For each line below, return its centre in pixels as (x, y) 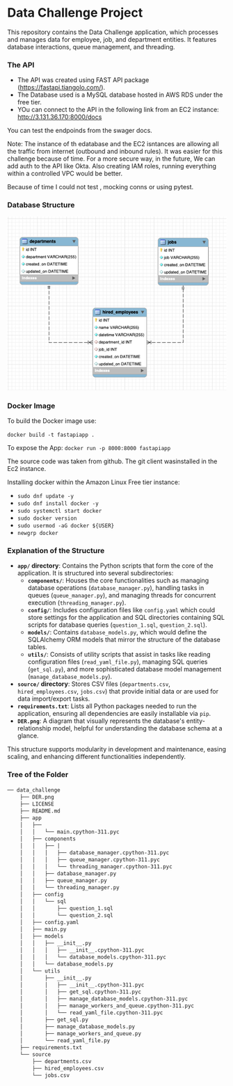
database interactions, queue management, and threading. (91, 47)
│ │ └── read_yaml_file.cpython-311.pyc (91, 1013)
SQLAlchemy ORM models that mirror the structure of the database (124, 640)
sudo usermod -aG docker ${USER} (66, 526)
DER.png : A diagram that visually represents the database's (101, 721)
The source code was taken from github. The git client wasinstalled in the (112, 461)
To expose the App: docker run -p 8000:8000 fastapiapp (89, 448)
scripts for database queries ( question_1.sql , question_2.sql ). (117, 625)
